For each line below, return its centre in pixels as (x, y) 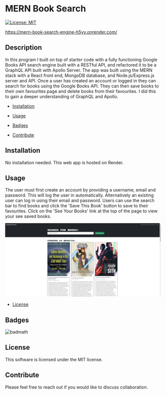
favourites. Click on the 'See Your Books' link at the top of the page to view (82, 211)
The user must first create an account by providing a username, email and (80, 190)
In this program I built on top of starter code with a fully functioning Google (81, 60)
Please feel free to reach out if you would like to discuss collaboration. (77, 387)
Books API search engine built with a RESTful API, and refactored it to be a (81, 65)
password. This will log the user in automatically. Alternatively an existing (80, 195)
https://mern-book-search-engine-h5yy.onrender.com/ (61, 32)
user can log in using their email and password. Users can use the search (80, 200)
